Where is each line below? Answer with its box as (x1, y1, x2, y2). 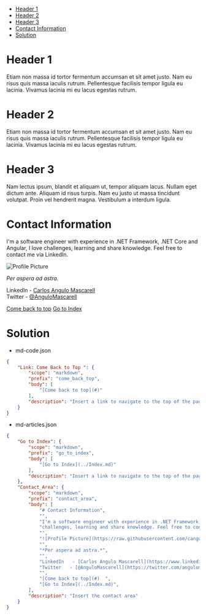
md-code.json (15, 346, 51, 354)
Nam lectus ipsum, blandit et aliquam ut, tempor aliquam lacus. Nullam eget (6, 182, 197, 190)
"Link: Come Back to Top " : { (17, 364, 95, 370)
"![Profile (39, 536, 67, 542)
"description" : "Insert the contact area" (28, 593, 139, 599)
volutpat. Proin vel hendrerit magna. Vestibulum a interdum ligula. (6, 196, 172, 203)
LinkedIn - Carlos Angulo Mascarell (6, 286, 96, 294)
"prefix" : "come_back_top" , (28, 376, 100, 382)
